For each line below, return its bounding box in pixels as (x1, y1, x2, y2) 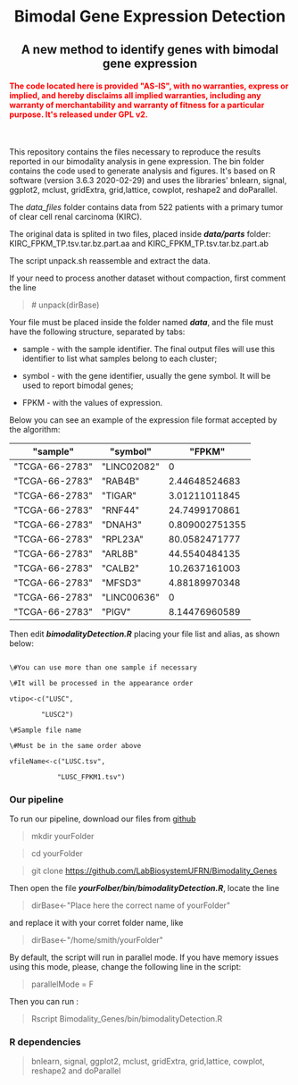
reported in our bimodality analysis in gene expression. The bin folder (9, 156, 265, 166)
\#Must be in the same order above (9, 741, 142, 750)
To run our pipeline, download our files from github (9, 813, 196, 824)
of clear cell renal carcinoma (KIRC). (9, 211, 143, 222)
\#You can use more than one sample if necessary (9, 663, 198, 672)
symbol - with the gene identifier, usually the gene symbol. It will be (21, 370, 271, 381)
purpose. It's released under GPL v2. (9, 109, 149, 120)
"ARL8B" (101, 547, 138, 559)
